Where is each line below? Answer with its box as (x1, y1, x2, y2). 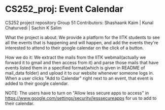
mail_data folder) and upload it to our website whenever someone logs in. (5, 70, 154, 76)
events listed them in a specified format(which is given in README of (5, 65, 145, 71)
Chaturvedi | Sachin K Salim (5, 25, 62, 30)
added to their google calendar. (5, 80, 69, 86)
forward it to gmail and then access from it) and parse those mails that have (5, 59, 159, 65)
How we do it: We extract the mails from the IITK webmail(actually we (5, 54, 146, 60)
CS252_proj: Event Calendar (5, 3, 124, 15)
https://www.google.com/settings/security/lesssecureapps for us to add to (5, 95, 157, 101)
